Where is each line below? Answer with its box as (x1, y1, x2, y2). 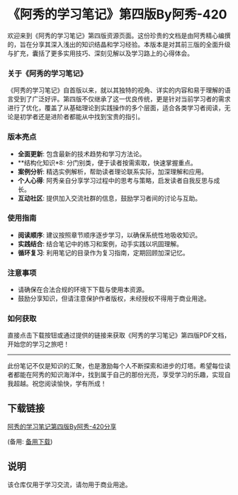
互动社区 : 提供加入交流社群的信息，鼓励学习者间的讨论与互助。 (17, 194, 202, 202)
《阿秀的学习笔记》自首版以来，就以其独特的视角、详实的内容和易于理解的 (7, 86, 225, 94)
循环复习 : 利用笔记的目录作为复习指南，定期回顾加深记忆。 (17, 248, 189, 257)
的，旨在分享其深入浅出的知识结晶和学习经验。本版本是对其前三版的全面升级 (7, 40, 231, 48)
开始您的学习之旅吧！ (7, 340, 69, 348)
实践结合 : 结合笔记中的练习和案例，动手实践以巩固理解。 (17, 239, 183, 248)
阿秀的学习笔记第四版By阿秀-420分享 (7, 423, 117, 431)
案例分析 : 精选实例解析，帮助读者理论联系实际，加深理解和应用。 (17, 167, 208, 176)
